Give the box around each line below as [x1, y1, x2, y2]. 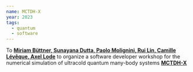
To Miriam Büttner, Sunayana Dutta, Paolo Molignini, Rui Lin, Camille [6, 47, 176, 54]
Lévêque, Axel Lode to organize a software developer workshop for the [6, 53, 181, 60]
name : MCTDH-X [6, 8, 41, 15]
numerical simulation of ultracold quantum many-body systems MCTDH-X [6, 60, 187, 67]
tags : [6, 19, 19, 25]
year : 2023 [6, 14, 33, 20]
